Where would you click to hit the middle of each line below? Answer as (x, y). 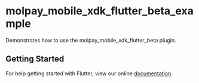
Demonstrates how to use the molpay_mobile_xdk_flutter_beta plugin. (91, 40)
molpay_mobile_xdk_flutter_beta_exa (99, 11)
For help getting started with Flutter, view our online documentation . (89, 73)
